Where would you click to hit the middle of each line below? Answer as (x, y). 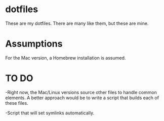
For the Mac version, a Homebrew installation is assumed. (66, 58)
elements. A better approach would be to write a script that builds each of (82, 98)
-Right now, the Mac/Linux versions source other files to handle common (81, 92)
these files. (17, 103)
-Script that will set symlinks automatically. (50, 113)
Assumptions (34, 44)
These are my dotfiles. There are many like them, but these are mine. (77, 23)
